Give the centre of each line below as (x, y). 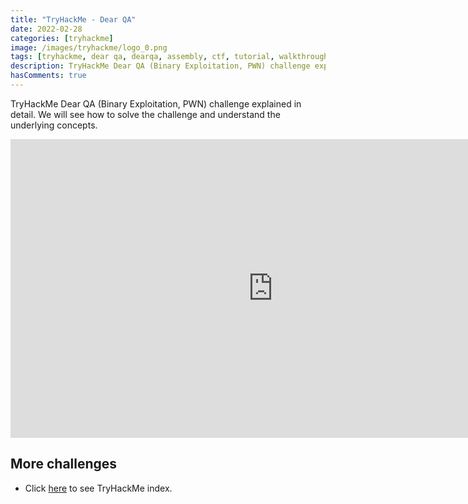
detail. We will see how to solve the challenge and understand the (145, 114)
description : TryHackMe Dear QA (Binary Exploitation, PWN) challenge (160, 66)
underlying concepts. (54, 125)
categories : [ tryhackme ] (62, 38)
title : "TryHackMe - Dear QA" (73, 19)
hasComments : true (48, 76)
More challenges (64, 464)
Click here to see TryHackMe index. (98, 488)
